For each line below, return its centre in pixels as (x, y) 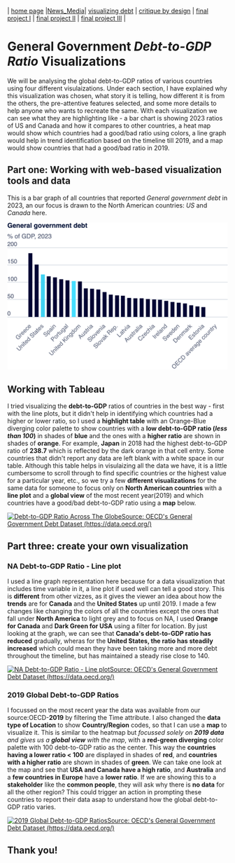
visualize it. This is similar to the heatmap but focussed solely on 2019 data (116, 733)
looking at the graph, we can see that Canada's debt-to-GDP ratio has (109, 633)
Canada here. (27, 212)
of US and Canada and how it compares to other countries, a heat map (109, 125)
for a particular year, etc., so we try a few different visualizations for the (112, 481)
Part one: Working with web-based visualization (115, 170)
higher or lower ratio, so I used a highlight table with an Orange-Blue (107, 421)
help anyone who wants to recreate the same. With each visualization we (112, 110)
